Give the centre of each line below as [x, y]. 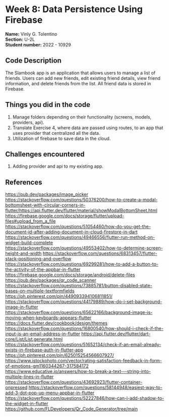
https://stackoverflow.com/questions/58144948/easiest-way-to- [95, 388]
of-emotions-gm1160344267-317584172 [47, 366]
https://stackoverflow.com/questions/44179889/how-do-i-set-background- [84, 302]
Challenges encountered [45, 154]
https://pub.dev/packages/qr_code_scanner [51, 280]
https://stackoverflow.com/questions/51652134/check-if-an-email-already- [83, 345]
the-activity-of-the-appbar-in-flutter [43, 270]
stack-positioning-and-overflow [38, 259]
